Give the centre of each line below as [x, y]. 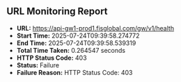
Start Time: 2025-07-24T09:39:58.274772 [78, 35]
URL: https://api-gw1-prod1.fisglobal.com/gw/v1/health [95, 28]
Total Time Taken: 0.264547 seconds [71, 50]
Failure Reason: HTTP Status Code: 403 [74, 72]
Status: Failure [38, 65]
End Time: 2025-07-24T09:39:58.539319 [76, 43]
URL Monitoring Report [57, 11]
